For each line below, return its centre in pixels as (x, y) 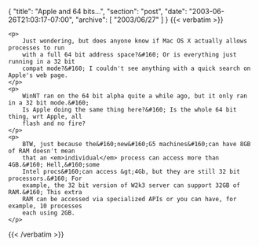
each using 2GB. (49, 213)
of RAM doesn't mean (42, 151)
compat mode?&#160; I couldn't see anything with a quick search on (137, 68)
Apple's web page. (38, 75)
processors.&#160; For (45, 178)
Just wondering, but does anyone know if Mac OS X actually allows (135, 41)
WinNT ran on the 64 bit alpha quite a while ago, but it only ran (135, 96)
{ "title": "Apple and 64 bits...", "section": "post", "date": (98, 11)
